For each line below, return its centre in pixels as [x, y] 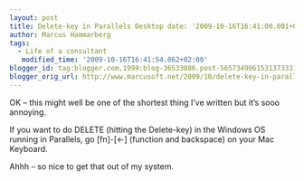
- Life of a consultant [62, 52]
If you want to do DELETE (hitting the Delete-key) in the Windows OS [138, 129]
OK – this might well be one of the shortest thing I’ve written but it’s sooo [145, 102]
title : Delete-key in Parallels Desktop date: [99, 26]
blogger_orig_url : [44, 77]
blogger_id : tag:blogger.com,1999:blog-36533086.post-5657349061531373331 [153, 69]
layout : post [34, 18]
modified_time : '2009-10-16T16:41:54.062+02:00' [114, 60]
